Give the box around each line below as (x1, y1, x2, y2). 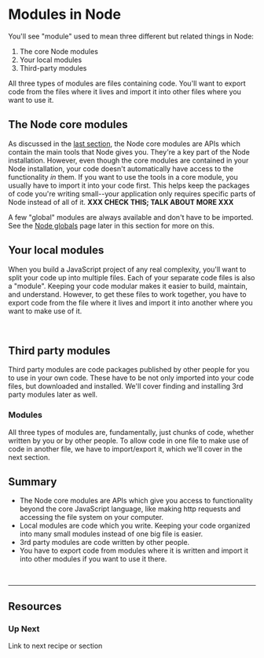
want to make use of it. (8, 306, 82, 316)
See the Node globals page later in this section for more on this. (8, 221, 214, 230)
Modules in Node (8, 5, 122, 24)
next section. (8, 452, 50, 462)
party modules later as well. (8, 390, 98, 400)
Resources (8, 599, 62, 613)
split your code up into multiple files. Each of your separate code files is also (8, 272, 255, 282)
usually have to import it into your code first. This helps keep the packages (8, 181, 250, 190)
